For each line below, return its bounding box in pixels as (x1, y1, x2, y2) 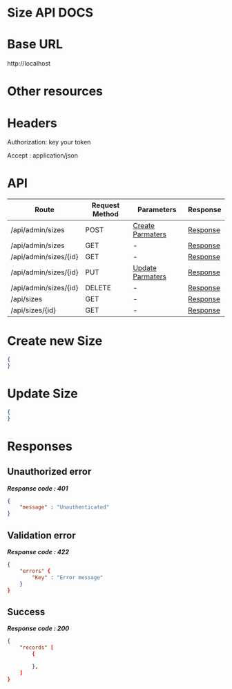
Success (7, 606, 46, 618)
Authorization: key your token (7, 138, 91, 147)
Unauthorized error (7, 466, 92, 478)
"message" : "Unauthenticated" (19, 504, 110, 511)
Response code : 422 (7, 548, 69, 556)
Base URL (7, 37, 64, 53)
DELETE (85, 283, 112, 293)
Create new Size (7, 333, 103, 349)
